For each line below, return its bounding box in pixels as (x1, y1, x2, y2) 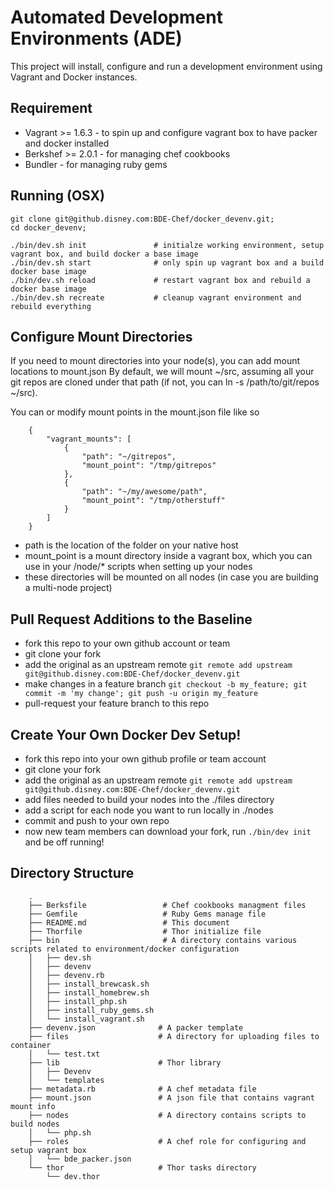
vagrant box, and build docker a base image (10, 249, 199, 259)
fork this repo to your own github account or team (24, 637, 231, 650)
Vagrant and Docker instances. (10, 71, 138, 83)
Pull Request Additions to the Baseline (10, 611, 253, 628)
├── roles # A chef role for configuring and (28, 1136, 307, 1146)
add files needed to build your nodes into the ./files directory (24, 794, 275, 805)
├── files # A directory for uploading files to (28, 1031, 320, 1041)
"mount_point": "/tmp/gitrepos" (81, 461, 217, 471)
